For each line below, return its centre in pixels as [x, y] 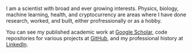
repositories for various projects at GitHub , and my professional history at [95, 38]
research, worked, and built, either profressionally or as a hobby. [84, 21]
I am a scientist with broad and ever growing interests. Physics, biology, [92, 8]
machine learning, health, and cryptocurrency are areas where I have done [96, 15]
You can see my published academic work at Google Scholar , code [87, 32]
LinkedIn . [17, 44]
